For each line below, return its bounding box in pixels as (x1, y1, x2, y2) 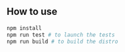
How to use (6, 6, 58, 18)
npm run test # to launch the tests (6, 31, 115, 38)
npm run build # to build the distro (6, 38, 119, 45)
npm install (6, 24, 42, 31)
